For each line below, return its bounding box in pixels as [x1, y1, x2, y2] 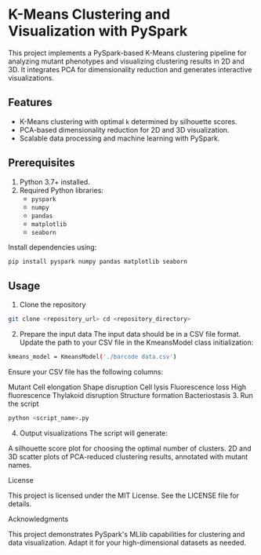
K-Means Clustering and [8, 5, 171, 24]
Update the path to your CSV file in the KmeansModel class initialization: [19, 338, 254, 347]
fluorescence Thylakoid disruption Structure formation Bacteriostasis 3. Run [8, 391, 253, 400]
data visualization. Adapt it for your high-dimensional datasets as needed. [8, 538, 247, 547]
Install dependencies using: [8, 242, 97, 252]
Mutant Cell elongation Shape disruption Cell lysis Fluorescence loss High [8, 382, 247, 392]
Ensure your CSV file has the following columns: [8, 367, 164, 376]
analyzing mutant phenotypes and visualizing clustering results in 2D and [8, 57, 245, 66]
